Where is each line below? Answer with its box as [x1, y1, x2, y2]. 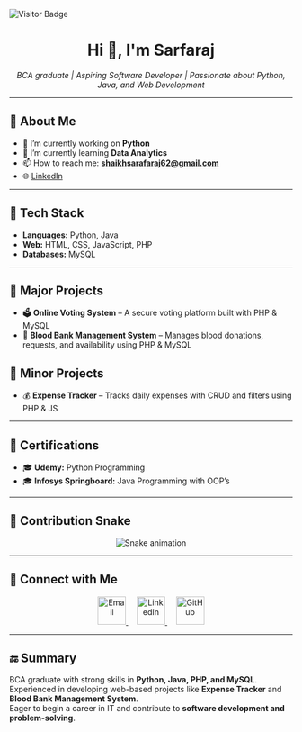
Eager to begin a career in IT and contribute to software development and [9, 703, 285, 714]
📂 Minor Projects [9, 366, 104, 381]
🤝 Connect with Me [9, 572, 119, 587]
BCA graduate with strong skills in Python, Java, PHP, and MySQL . [9, 674, 258, 685]
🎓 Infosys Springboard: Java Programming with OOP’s [22, 475, 231, 486]
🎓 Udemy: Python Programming [22, 462, 146, 473]
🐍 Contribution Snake [9, 513, 132, 529]
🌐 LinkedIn [22, 170, 63, 181]
